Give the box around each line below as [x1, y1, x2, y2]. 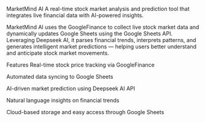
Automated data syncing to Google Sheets [6, 73, 114, 80]
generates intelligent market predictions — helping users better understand [6, 43, 196, 50]
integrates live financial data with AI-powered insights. [6, 12, 144, 19]
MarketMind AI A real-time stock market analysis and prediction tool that [6, 5, 190, 12]
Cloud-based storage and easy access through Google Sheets [6, 109, 164, 115]
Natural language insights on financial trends [6, 97, 120, 104]
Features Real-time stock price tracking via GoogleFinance [6, 61, 155, 68]
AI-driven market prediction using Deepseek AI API [6, 85, 136, 92]
